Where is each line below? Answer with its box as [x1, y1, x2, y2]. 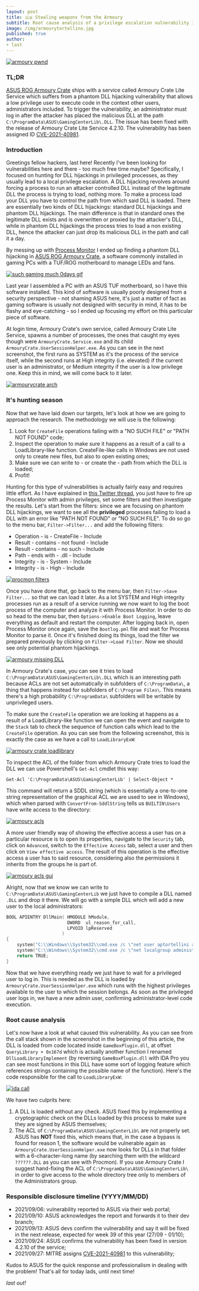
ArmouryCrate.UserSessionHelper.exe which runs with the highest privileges [6, 982, 191, 989]
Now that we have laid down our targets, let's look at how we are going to [6, 409, 185, 416]
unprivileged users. [6, 698, 53, 706]
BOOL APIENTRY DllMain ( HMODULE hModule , [6, 914, 110, 920]
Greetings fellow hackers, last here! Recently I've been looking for [6, 159, 167, 167]
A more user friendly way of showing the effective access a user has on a [6, 829, 186, 836]
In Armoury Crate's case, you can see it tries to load [6, 667, 133, 674]
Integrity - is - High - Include [14, 564, 85, 571]
